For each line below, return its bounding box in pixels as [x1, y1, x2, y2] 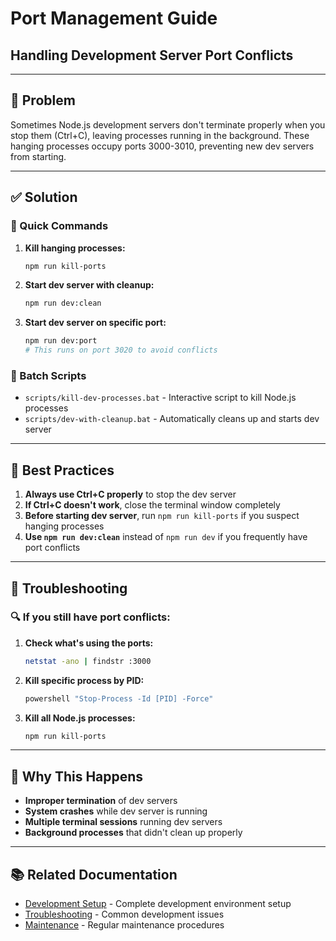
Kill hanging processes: [24, 242, 126, 254]
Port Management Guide [10, 7, 218, 30]
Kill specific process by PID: [24, 674, 145, 686]
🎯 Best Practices [10, 462, 115, 479]
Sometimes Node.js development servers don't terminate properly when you [10, 118, 326, 131]
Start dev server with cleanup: [24, 279, 155, 291]
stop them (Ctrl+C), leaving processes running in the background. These [10, 129, 310, 141]
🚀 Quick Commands [10, 219, 109, 233]
